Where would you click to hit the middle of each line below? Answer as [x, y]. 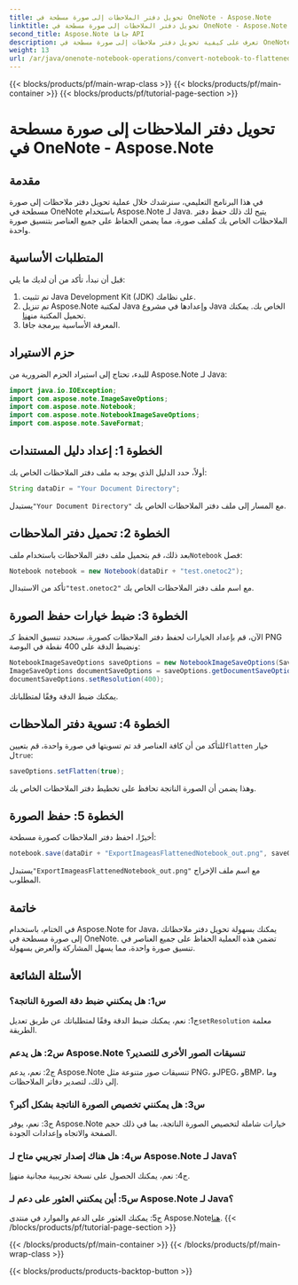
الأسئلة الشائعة [45, 976]
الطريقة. [23, 1030]
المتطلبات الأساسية [56, 258]
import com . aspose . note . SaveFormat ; [77, 423]
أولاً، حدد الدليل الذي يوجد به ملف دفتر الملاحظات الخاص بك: [108, 472]
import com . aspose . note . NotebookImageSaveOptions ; [105, 415]
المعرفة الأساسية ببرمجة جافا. [71, 325]
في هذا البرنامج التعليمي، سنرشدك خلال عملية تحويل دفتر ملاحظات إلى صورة [136, 202]
